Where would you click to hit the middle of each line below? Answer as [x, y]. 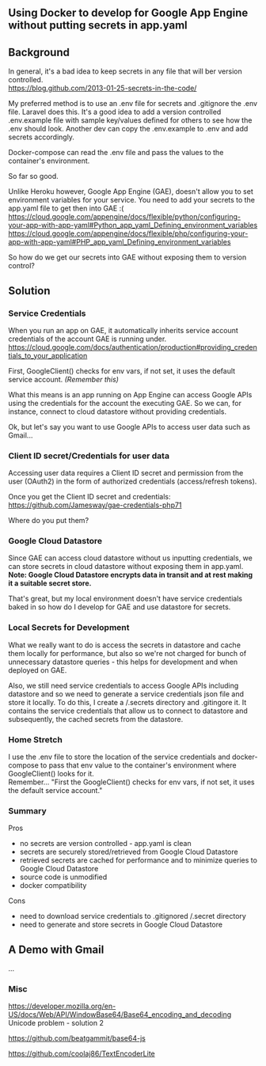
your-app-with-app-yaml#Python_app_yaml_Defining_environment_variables [133, 226]
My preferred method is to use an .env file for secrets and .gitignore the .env [133, 104]
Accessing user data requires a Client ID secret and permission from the [126, 473]
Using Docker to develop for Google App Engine [128, 13]
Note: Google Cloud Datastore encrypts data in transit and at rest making [131, 575]
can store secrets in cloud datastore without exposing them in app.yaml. [126, 567]
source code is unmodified [63, 877]
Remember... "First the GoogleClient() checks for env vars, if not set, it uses [131, 782]
